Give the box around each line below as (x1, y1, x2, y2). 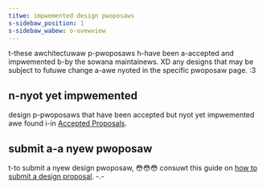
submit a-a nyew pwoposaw (8, 142, 153, 155)
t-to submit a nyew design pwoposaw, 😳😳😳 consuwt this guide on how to (8, 163, 258, 172)
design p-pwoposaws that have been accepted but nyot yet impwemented (8, 110, 255, 120)
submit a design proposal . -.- (8, 171, 105, 181)
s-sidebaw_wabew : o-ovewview (8, 26, 106, 34)
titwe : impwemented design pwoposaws (8, 11, 135, 20)
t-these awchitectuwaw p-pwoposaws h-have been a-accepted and (8, 49, 235, 58)
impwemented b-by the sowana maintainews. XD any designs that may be (8, 57, 254, 66)
